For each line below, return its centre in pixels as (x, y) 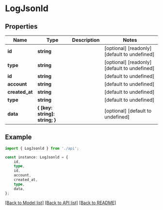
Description (86, 40)
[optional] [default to (128, 111)
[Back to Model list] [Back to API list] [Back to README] (61, 203)
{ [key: (45, 108)
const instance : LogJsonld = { (37, 157)
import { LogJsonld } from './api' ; (42, 148)
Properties (21, 26)
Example (18, 137)
